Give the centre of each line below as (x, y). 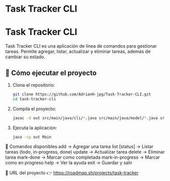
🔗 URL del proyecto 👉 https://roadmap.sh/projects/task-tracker (72, 173)
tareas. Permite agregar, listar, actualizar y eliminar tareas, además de (78, 52)
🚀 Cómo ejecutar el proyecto (51, 73)
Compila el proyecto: (34, 108)
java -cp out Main (32, 137)
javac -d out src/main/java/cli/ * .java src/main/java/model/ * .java (85, 118)
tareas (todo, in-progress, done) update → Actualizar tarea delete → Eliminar (85, 152)
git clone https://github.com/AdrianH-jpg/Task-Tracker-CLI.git (82, 94)
